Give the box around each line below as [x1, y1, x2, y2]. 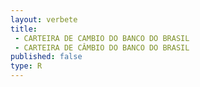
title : [10, 24, 38, 34]
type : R [10, 61, 43, 71]
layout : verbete [10, 14, 78, 25]
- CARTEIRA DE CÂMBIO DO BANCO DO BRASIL [14, 42, 190, 53]
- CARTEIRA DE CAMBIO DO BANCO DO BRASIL [14, 33, 190, 43]
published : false [10, 52, 83, 62]
